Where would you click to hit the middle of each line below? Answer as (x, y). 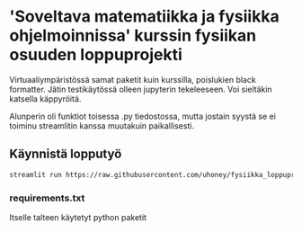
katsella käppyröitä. (45, 98)
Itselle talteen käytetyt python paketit (78, 217)
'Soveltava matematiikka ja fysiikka (145, 17)
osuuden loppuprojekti (96, 55)
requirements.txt (47, 198)
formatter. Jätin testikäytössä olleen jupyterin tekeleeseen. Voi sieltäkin (141, 89)
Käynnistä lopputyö (66, 154)
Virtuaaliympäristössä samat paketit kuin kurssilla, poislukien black (133, 79)
